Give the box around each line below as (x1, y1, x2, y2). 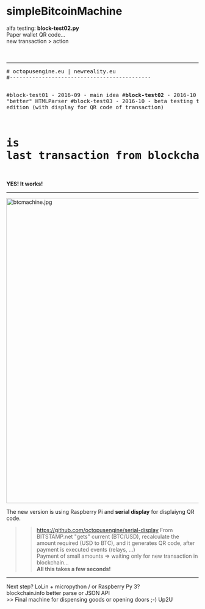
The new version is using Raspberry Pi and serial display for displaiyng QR (6, 508, 195, 515)
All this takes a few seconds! (36, 565, 111, 572)
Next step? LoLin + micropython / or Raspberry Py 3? (6, 583, 140, 590)
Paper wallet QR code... (6, 31, 66, 38)
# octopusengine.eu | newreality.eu (6, 68, 116, 74)
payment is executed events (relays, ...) (36, 546, 135, 553)
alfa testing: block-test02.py (6, 24, 79, 32)
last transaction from (6, 149, 142, 162)
